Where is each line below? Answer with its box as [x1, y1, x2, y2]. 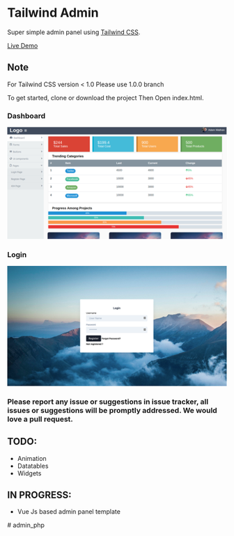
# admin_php [7, 521, 45, 530]
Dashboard [7, 111, 46, 120]
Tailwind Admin [7, 5, 99, 21]
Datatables [17, 462, 49, 470]
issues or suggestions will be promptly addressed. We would [7, 405, 217, 415]
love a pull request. [7, 414, 73, 424]
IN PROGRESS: [7, 489, 72, 501]
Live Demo [7, 41, 38, 49]
